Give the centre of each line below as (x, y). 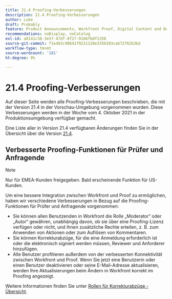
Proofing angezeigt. (34, 276)
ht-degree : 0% (20, 58)
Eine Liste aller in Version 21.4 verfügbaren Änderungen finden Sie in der (82, 128)
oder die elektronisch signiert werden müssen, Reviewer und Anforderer (89, 244)
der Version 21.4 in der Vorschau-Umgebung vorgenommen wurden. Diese (84, 107)
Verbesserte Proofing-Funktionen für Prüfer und (84, 149)
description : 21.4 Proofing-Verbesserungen (52, 15)
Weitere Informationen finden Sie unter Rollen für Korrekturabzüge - (77, 286)
